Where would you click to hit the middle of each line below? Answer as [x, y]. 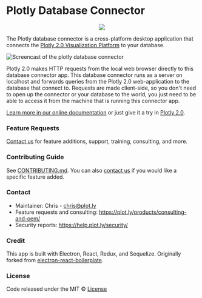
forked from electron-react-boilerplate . [55, 260]
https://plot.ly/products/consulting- [143, 212]
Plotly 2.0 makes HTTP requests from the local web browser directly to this [100, 68]
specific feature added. [35, 177]
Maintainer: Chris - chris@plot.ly [56, 205]
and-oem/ [28, 218]
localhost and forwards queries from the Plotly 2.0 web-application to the [98, 81]
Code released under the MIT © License [57, 289]
